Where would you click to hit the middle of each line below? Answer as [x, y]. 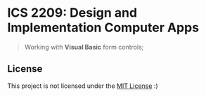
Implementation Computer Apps [103, 28]
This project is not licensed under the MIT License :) [83, 86]
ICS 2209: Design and [72, 13]
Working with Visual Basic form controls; [84, 47]
